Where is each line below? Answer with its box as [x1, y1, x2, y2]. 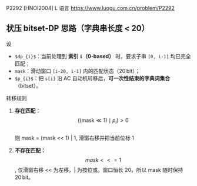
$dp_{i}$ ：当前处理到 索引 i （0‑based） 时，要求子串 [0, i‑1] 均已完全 [14, 52, 191, 59]
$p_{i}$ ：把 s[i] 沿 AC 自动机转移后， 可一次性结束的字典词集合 [14, 75, 171, 82]
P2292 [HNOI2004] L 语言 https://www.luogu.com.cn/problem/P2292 [6, 5, 175, 11]
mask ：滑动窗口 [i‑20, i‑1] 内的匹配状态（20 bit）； [14, 67, 141, 74]
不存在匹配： [14, 147, 46, 154]
